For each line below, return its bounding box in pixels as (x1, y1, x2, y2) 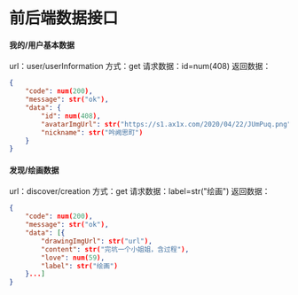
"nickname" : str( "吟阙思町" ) (41, 128, 144, 137)
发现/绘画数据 (9, 165, 59, 175)
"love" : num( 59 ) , (41, 253, 105, 262)
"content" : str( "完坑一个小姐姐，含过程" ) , (41, 245, 190, 253)
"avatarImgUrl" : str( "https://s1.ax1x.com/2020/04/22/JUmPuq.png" (41, 120, 292, 128)
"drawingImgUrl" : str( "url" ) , (41, 237, 153, 245)
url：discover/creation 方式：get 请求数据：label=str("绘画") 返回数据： (9, 186, 271, 197)
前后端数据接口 (9, 8, 119, 28)
